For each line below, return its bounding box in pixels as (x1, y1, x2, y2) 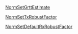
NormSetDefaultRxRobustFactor (5, 23, 73, 29)
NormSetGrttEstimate (5, 4, 50, 10)
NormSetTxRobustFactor (5, 14, 57, 19)
